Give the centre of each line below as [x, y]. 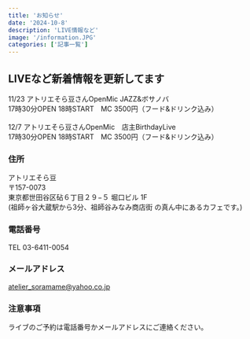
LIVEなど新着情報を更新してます [86, 78]
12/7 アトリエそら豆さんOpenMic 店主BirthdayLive [92, 127]
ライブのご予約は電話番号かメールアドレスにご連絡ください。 [108, 327]
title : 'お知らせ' [36, 15]
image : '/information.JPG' [52, 37]
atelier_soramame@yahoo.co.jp [59, 286]
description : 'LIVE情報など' [53, 30]
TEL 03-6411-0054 [39, 247]
